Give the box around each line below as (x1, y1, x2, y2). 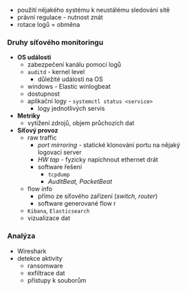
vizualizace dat (27, 214, 71, 222)
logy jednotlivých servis (37, 105, 105, 113)
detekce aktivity (16, 254, 63, 262)
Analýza (7, 231, 36, 241)
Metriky (16, 111, 41, 120)
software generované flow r (37, 200, 116, 208)
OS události (16, 53, 52, 61)
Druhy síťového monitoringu (7, 37, 104, 47)
